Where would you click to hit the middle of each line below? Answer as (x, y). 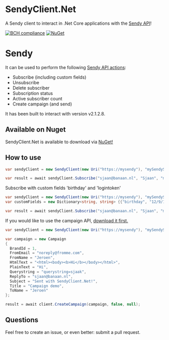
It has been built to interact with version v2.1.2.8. (55, 114)
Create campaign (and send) (42, 104)
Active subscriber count (37, 98)
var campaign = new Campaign (36, 239)
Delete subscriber (31, 88)
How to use (23, 158)
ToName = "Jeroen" (29, 291)
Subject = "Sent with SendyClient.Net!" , (54, 281)
